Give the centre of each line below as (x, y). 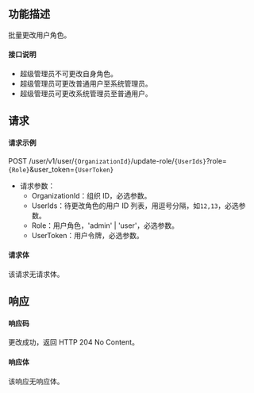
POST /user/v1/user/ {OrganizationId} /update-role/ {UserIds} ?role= (118, 160)
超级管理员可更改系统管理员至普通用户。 (86, 94)
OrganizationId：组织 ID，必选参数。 (91, 195)
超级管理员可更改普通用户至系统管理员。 (86, 84)
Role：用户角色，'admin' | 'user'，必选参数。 (105, 225)
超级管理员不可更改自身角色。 (68, 74)
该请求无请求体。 (36, 274)
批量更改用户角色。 (40, 35)
